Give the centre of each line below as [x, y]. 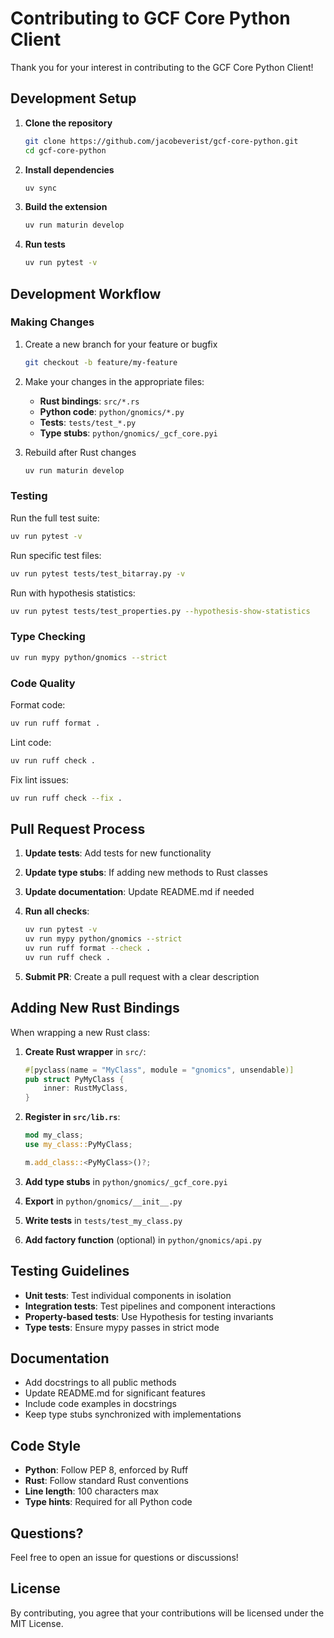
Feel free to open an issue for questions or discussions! [124, 1558]
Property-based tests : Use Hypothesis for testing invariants [149, 1316]
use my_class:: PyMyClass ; [78, 1145]
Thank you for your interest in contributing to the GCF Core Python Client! [162, 67]
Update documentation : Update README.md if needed [139, 892]
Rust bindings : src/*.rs [89, 401]
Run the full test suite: [55, 518]
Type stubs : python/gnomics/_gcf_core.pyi [128, 433]
